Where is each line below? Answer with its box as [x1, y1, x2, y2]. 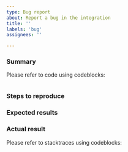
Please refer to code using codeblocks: [6, 71, 105, 78]
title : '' [6, 20, 32, 26]
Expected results [6, 108, 58, 117]
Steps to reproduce [6, 92, 65, 101]
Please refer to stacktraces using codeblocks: [6, 139, 122, 146]
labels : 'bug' [6, 26, 43, 32]
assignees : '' [6, 32, 43, 38]
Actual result [6, 125, 46, 134]
